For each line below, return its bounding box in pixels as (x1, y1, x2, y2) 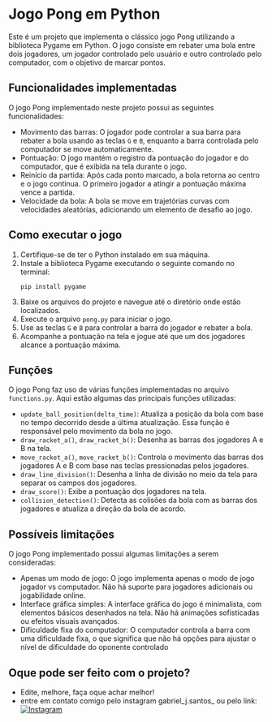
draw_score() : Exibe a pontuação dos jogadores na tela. (19, 487, 207, 496)
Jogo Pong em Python (8, 5, 161, 24)
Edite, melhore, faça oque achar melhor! (19, 687, 155, 697)
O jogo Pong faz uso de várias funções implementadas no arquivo (8, 385, 230, 394)
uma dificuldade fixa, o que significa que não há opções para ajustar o (19, 634, 257, 643)
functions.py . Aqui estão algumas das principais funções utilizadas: (8, 393, 236, 403)
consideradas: (8, 557, 57, 568)
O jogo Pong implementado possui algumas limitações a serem (8, 549, 219, 559)
